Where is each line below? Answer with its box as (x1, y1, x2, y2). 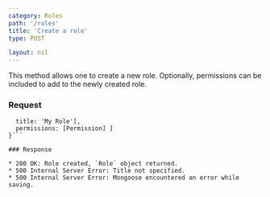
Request (8, 100, 42, 111)
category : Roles (8, 11, 63, 20)
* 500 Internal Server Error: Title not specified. (8, 166, 185, 175)
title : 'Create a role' (8, 27, 89, 35)
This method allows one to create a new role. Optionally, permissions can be (8, 71, 262, 80)
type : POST (8, 34, 45, 43)
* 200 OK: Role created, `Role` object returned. (8, 160, 179, 168)
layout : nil (8, 49, 48, 57)
